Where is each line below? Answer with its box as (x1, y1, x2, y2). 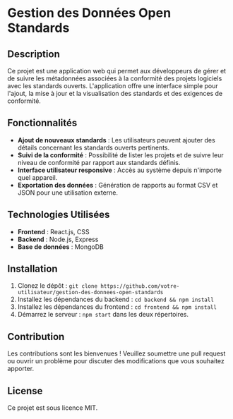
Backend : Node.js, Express (17, 235, 99, 243)
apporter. (7, 365, 34, 373)
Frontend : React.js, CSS (17, 227, 90, 236)
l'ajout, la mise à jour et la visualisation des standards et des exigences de (7, 90, 223, 97)
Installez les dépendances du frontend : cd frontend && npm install (17, 303, 217, 311)
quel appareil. (17, 173, 58, 181)
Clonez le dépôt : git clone (17, 281, 97, 290)
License (7, 384, 43, 396)
